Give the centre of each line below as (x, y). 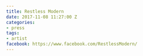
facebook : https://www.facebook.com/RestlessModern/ (72, 44)
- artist (17, 38)
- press (16, 28)
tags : (13, 33)
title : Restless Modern (35, 11)
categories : (21, 22)
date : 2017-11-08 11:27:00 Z (42, 17)
